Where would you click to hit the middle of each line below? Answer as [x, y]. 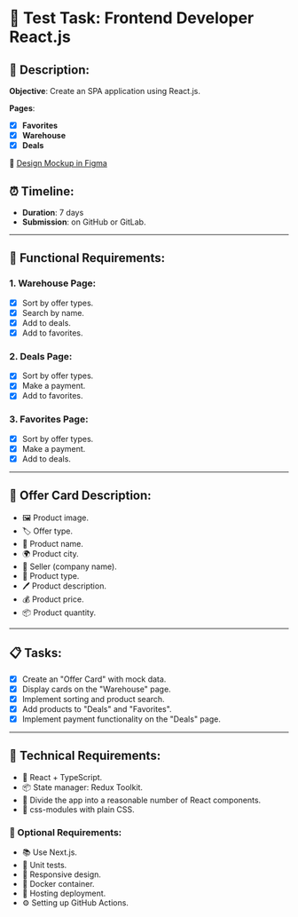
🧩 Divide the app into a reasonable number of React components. [141, 800]
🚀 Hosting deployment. [64, 893]
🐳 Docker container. [58, 883]
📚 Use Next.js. [50, 852]
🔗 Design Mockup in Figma [59, 163]
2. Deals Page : [41, 356]
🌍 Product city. [51, 553]
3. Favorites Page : [49, 419]
